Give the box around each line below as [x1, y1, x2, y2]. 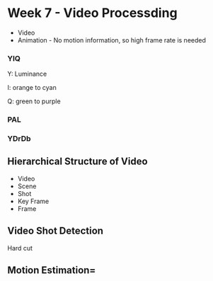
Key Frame [17, 197, 50, 205]
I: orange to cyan [7, 84, 57, 92]
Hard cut [7, 243, 33, 252]
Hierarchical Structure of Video [7, 156, 148, 168]
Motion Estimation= [7, 264, 96, 277]
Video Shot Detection [7, 225, 104, 237]
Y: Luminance [7, 69, 47, 79]
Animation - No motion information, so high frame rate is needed [17, 35, 207, 44]
